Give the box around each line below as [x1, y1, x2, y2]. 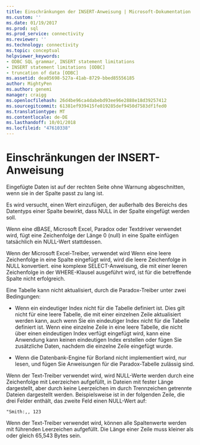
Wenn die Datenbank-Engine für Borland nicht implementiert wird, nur [14, 354, 187, 361]
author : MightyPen [6, 81, 52, 87]
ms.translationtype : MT [6, 109, 66, 115]
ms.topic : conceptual [6, 48, 60, 54]
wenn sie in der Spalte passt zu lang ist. [6, 189, 104, 197]
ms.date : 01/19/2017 [6, 20, 58, 26]
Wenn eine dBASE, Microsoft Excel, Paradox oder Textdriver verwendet [6, 225, 182, 233]
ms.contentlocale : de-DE [6, 114, 68, 120]
